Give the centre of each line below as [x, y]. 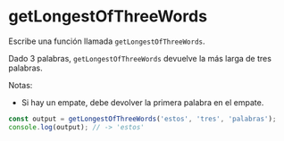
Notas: [21, 85]
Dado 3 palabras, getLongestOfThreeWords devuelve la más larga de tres [140, 58]
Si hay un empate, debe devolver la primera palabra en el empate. [142, 102]
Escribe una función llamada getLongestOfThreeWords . [107, 41]
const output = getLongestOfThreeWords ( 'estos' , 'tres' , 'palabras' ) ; [142, 119]
